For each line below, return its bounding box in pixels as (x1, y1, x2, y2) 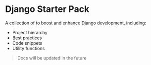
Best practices (12, 35, 42, 41)
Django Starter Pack (5, 3, 90, 15)
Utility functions (12, 45, 45, 51)
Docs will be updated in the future (17, 55, 87, 61)
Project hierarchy (12, 29, 48, 35)
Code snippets (12, 40, 43, 46)
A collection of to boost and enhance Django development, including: (5, 20, 147, 26)
